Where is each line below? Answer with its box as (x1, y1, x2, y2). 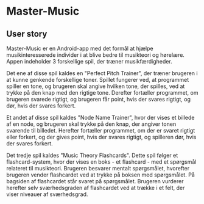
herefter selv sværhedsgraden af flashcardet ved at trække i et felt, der (6, 184, 185, 191)
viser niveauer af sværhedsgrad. (6, 191, 88, 198)
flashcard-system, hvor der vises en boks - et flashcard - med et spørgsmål (6, 158, 197, 166)
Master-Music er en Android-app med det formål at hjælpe (6, 45, 153, 52)
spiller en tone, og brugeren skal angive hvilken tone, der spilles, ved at (6, 82, 185, 90)
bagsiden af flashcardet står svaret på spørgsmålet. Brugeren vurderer (6, 178, 184, 184)
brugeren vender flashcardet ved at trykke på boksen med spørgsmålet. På (6, 171, 195, 178)
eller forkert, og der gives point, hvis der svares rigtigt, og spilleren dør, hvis (6, 133, 197, 140)
